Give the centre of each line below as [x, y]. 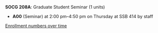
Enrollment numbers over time [36, 26]
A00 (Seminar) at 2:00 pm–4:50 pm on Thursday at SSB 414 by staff [83, 16]
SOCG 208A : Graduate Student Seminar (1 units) [55, 7]
